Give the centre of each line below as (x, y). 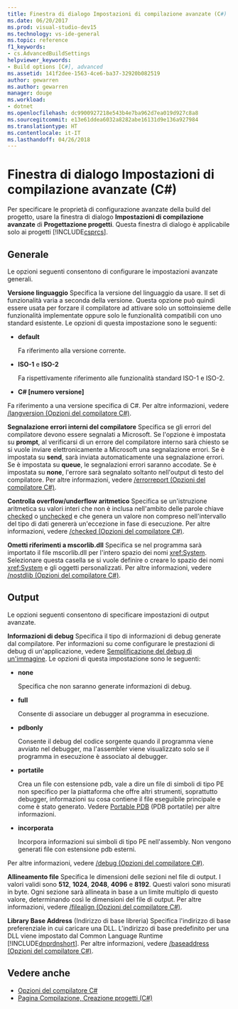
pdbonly (30, 727)
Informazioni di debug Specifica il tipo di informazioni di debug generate (114, 636)
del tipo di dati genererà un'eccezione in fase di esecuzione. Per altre (109, 524)
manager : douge (30, 93)
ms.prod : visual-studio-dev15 (52, 27)
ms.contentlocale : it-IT (44, 133)
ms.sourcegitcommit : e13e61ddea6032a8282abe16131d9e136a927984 (103, 119)
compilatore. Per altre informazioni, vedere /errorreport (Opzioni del (107, 480)
